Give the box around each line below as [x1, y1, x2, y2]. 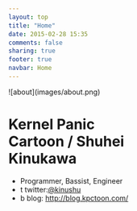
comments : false [8, 39, 63, 47]
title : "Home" [8, 21, 56, 30]
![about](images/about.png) [8, 87, 101, 97]
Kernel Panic [8, 115, 95, 134]
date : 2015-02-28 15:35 [8, 30, 89, 38]
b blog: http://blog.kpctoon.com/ [19, 193, 129, 203]
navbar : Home [8, 64, 52, 72]
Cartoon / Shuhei [8, 133, 125, 151]
